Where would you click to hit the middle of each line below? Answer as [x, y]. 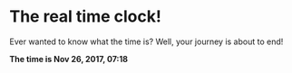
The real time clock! [85, 17]
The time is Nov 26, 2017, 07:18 [69, 59]
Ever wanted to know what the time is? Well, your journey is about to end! [146, 41]
